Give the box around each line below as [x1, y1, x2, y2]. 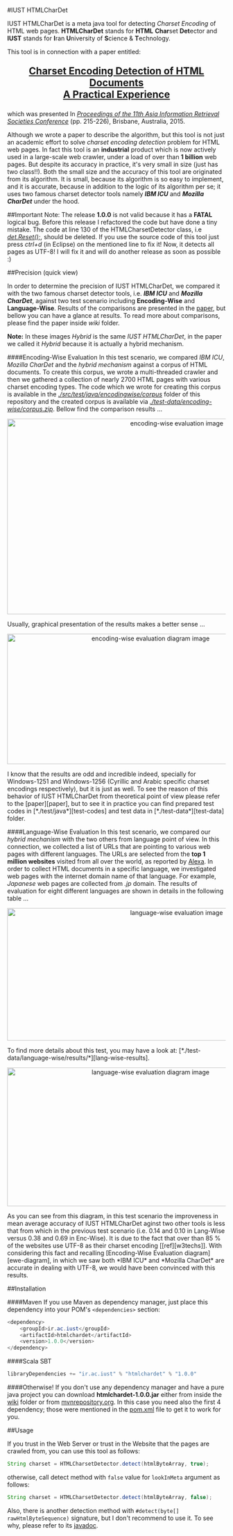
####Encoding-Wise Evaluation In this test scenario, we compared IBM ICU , [7, 353, 225, 361]
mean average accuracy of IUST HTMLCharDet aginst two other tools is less [7, 1219, 225, 1227]
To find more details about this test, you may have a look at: [7, 1046, 178, 1054]
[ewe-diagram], [7, 1256, 52, 1264]
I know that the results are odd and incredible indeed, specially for [7, 770, 196, 778]
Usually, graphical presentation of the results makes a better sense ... [7, 620, 206, 628]
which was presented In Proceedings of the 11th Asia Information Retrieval [7, 109, 220, 118]
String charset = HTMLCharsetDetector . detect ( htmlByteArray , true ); [7, 1460, 209, 1468]
